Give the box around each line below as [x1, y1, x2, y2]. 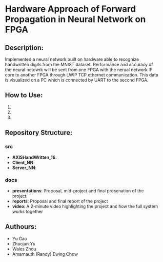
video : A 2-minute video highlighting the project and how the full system [12, 203, 158, 209]
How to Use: [5, 91, 43, 99]
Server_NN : [12, 165, 37, 170]
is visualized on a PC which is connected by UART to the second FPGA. [5, 77, 149, 83]
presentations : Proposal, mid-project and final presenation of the [12, 187, 144, 193]
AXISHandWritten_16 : [12, 154, 57, 160]
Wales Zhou [12, 246, 37, 252]
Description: [5, 43, 44, 52]
